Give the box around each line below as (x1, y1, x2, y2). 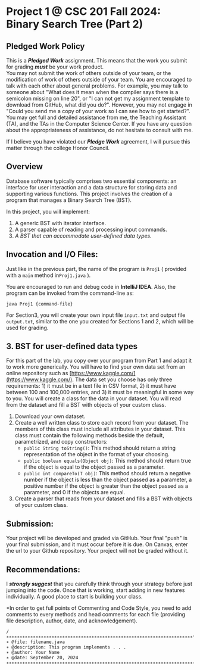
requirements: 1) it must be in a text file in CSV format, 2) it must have (6, 382, 177, 389)
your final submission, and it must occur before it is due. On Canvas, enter (6, 541, 189, 548)
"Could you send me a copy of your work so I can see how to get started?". (6, 108, 190, 114)
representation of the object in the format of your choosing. (23, 451, 170, 458)
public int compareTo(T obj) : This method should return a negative (23, 470, 191, 477)
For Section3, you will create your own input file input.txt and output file (6, 311, 186, 319)
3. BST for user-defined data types (6, 341, 138, 351)
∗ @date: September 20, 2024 (6, 655, 79, 661)
